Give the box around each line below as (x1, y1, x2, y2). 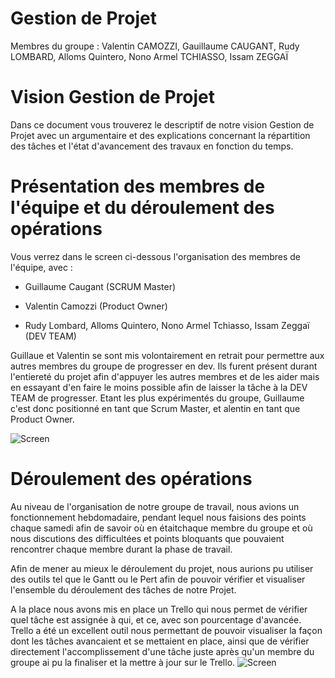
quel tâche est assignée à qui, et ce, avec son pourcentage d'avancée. (10, 613, 302, 626)
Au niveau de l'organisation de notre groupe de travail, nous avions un (10, 500, 300, 512)
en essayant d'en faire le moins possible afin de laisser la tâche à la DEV (10, 381, 308, 393)
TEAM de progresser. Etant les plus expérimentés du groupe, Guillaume (10, 392, 305, 404)
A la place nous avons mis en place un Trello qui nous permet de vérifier (10, 603, 308, 615)
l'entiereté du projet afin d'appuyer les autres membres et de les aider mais (10, 370, 320, 382)
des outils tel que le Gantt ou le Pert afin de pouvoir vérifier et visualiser (10, 573, 306, 585)
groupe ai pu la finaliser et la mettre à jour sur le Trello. (10, 656, 236, 668)
